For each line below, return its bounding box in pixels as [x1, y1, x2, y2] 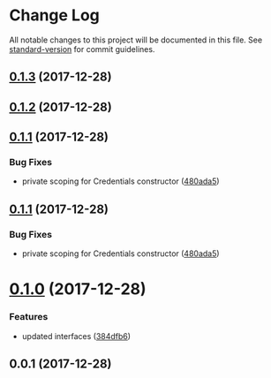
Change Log [9, 5, 100, 26]
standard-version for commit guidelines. [9, 43, 155, 54]
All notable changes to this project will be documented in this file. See [9, 34, 263, 45]
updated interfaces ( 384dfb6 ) [21, 330, 131, 341]
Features [9, 311, 49, 323]
